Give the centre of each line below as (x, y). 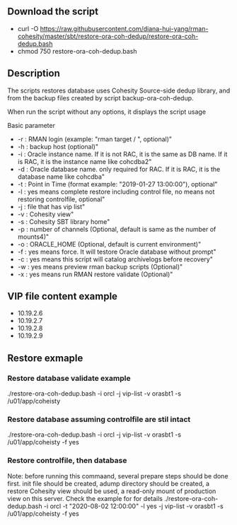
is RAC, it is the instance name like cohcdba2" (85, 161)
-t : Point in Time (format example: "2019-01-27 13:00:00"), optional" (117, 184)
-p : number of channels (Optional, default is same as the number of (117, 229)
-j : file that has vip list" (51, 206)
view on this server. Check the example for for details (85, 498)
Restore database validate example (69, 378)
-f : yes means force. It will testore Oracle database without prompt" (117, 252)
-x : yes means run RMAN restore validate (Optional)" (95, 274)
